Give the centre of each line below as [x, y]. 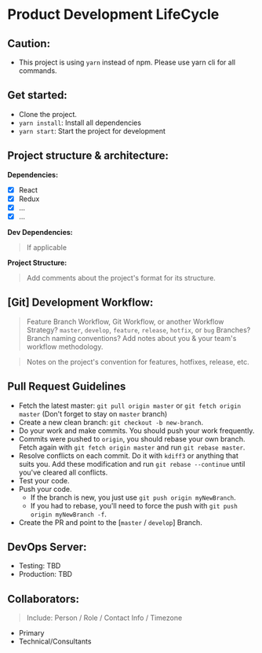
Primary [31, 633]
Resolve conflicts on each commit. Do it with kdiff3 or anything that [128, 455]
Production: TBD [45, 574]
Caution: [29, 44]
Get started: [37, 95]
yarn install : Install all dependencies [80, 123]
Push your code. [45, 489]
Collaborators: [44, 599]
